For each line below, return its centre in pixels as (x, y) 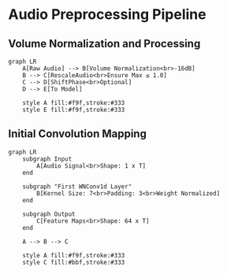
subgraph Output (49, 214)
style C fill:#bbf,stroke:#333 (74, 262)
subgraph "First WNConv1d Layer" (77, 187)
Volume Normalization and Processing (104, 44)
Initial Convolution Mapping (78, 134)
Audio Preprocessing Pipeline (107, 15)
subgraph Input (47, 159)
